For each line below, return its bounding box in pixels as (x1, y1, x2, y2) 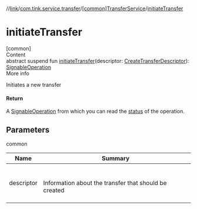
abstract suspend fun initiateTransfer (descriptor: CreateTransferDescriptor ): (6, 57, 189, 64)
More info (6, 70, 30, 77)
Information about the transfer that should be (43, 178, 167, 187)
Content (6, 51, 26, 58)
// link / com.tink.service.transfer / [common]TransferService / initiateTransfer (6, 5, 184, 12)
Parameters (6, 124, 50, 134)
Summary (101, 154, 130, 162)
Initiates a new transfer (6, 81, 62, 88)
